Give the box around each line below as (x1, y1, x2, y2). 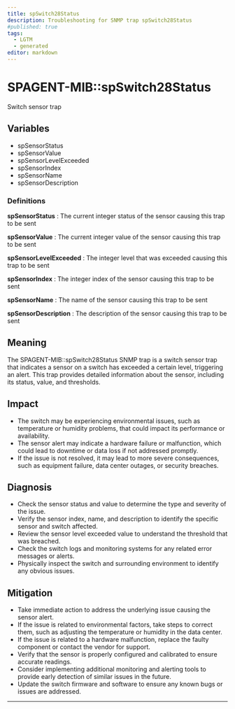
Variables (7, 123, 50, 135)
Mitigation (7, 587, 53, 599)
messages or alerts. (17, 552, 75, 560)
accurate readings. (17, 658, 72, 666)
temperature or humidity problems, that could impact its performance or (17, 424, 225, 432)
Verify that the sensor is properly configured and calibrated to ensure (17, 650, 218, 659)
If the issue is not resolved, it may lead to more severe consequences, (17, 454, 220, 462)
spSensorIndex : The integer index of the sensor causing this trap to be (7, 274, 215, 283)
